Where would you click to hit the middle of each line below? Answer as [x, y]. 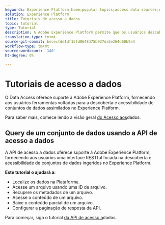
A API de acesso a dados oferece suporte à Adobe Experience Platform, [78, 152]
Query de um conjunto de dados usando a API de [81, 133]
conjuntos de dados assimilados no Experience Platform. [63, 108]
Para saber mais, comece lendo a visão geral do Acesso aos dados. [73, 117]
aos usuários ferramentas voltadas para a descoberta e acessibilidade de [79, 103]
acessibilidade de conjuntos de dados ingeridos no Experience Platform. [78, 163]
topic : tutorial [22, 23]
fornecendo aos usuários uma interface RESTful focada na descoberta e [78, 158]
